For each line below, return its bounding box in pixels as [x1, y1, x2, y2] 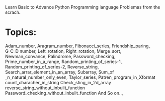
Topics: [5, 27, 37, 38]
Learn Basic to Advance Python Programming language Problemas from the [5, 4, 161, 10]
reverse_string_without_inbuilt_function [5, 85, 85, 91]
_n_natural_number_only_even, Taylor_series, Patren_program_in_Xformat [5, 74, 156, 80]
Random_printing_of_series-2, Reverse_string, [5, 64, 99, 69]
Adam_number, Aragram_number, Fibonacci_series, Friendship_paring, [5, 43, 150, 49]
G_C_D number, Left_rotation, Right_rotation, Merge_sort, [5, 48, 122, 54]
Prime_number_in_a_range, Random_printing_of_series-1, [5, 59, 122, 65]
